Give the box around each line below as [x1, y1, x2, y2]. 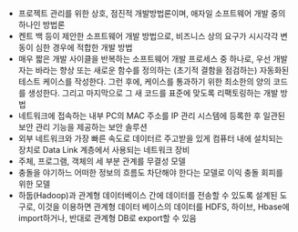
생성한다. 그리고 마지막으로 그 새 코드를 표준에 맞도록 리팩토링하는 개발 [27, 87, 279, 98]
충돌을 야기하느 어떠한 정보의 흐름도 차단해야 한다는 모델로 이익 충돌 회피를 [17, 167, 284, 177]
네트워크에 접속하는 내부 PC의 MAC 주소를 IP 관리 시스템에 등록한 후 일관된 [17, 110, 285, 121]
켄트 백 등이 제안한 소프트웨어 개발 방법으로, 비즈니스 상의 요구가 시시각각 [17, 31, 279, 41]
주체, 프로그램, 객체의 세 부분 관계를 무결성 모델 [17, 156, 187, 166]
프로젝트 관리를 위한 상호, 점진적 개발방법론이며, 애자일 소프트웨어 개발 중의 [17, 8, 286, 18]
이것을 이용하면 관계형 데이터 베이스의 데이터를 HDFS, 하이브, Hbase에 [37, 201, 290, 212]
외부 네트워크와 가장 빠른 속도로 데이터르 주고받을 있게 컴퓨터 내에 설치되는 [17, 133, 284, 144]
